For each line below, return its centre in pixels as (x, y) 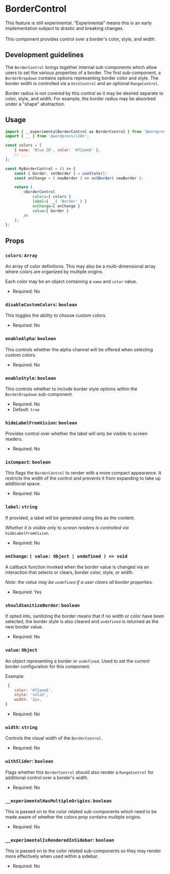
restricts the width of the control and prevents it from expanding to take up (83, 478)
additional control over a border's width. (47, 777)
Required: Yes (27, 592)
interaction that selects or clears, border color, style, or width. (70, 572)
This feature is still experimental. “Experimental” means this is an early (79, 23)
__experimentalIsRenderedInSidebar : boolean (60, 840)
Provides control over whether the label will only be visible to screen (76, 433)
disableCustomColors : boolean (41, 304)
